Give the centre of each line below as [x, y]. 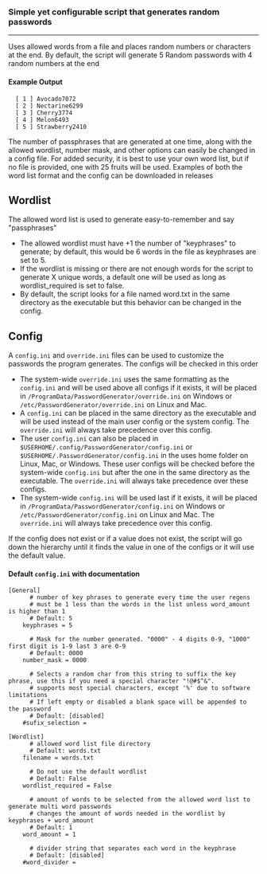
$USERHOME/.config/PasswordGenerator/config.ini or [106, 447]
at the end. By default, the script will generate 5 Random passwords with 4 [130, 55]
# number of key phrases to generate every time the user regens [139, 598]
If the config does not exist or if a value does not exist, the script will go [125, 539]
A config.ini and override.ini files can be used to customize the [116, 355]
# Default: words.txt [65, 751]
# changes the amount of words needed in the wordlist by [127, 814]
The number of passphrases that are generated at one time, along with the [130, 141]
